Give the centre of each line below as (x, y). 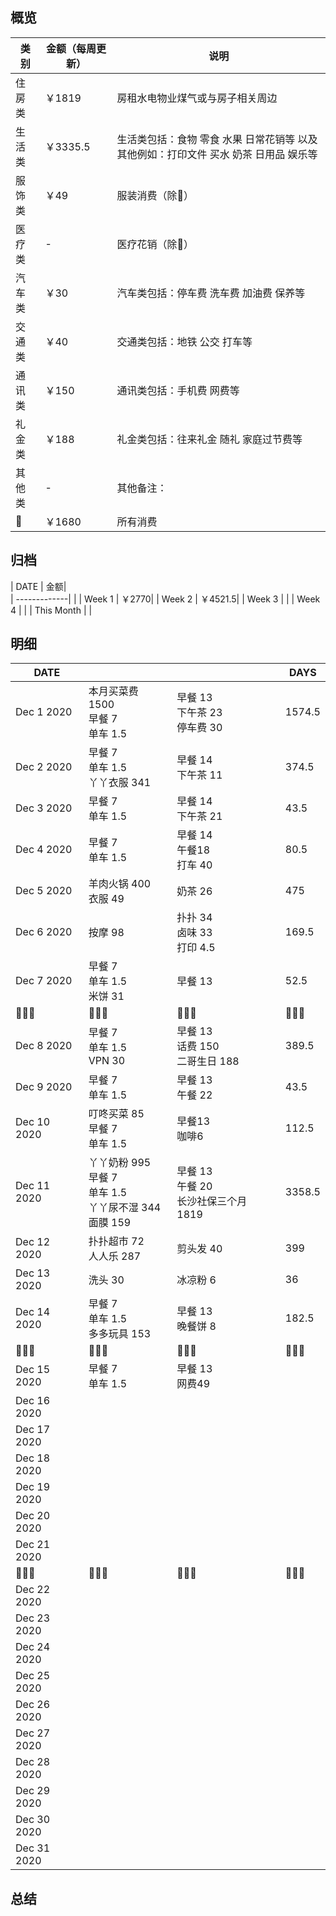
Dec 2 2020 (44, 767)
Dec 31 (33, 1848)
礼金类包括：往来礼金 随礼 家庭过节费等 (209, 439)
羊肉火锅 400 (120, 884)
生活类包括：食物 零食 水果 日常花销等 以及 (217, 139)
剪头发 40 (199, 1249)
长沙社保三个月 (212, 1201)
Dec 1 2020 (44, 712)
